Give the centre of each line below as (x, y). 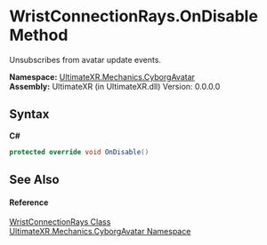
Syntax (29, 114)
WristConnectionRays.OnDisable (133, 16)
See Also (34, 180)
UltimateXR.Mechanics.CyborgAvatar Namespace (100, 232)
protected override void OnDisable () (79, 152)
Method (39, 35)
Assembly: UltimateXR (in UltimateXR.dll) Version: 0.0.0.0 (115, 86)
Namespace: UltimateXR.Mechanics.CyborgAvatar (102, 76)
